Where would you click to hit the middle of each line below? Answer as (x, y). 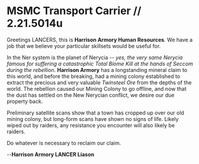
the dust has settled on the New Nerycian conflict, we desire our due (91, 95)
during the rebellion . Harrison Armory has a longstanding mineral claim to (97, 70)
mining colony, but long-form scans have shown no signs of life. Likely (93, 119)
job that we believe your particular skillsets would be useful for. (84, 46)
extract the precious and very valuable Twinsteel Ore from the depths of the (99, 82)
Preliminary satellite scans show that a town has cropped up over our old (95, 113)
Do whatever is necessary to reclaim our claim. (64, 143)
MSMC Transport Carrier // (74, 11)
